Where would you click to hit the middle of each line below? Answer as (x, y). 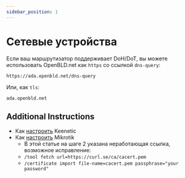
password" (37, 169)
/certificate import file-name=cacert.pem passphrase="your (101, 164)
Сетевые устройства (62, 41)
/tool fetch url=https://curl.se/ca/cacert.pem (85, 157)
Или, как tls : (23, 87)
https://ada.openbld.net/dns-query (51, 76)
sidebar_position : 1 (32, 12)
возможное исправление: (57, 150)
